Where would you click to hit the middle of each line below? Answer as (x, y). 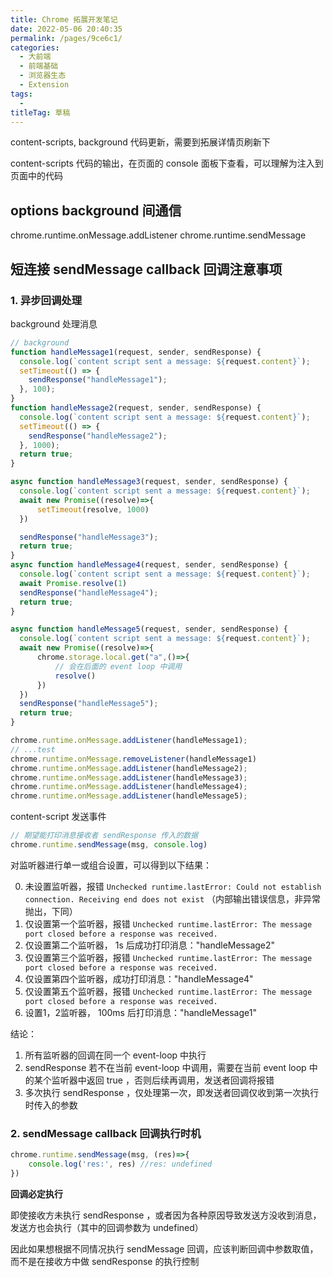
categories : (35, 47)
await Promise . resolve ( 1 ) (73, 583)
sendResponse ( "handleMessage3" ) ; (89, 537)
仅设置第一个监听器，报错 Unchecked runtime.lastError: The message (168, 923)
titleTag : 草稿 (40, 112)
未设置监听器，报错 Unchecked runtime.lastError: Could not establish (173, 886)
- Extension (44, 85)
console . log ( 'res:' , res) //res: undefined (120, 1164)
